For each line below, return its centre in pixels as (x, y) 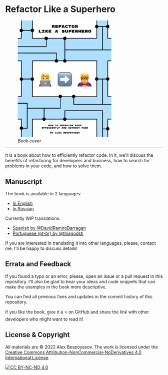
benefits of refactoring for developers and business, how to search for (77, 161)
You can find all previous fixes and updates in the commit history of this (79, 296)
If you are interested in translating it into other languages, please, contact (80, 243)
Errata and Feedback (38, 264)
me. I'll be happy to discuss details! (41, 248)
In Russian (23, 208)
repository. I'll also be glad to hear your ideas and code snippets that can (80, 281)
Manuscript (24, 181)
